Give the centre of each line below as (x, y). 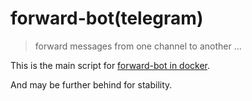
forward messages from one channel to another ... (138, 46)
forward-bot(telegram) (107, 18)
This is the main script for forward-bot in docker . (110, 65)
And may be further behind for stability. (91, 84)
